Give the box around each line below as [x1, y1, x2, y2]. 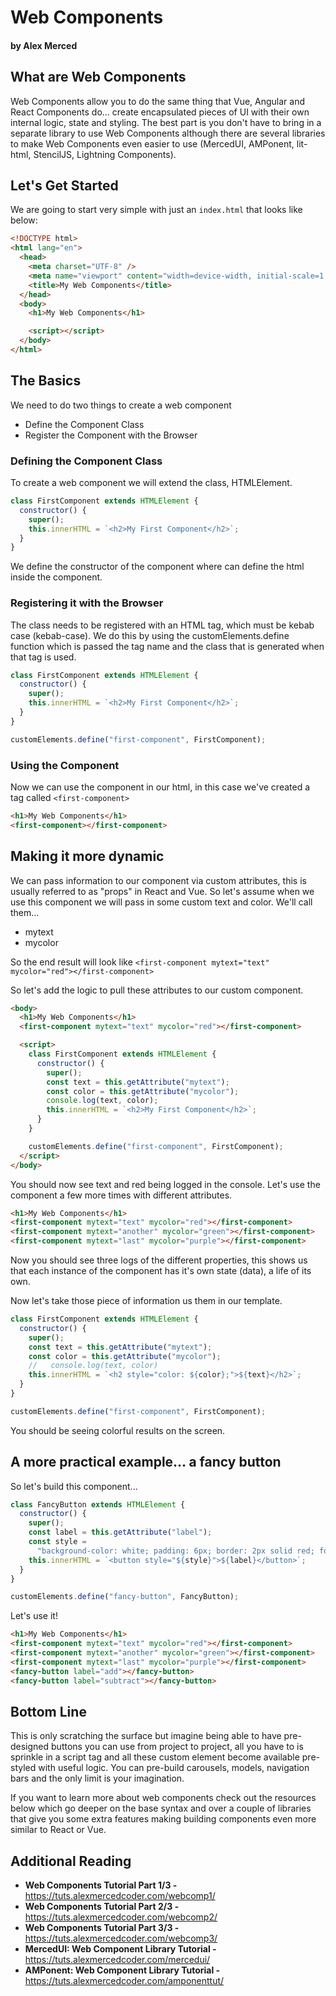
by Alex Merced [10, 39, 78, 51]
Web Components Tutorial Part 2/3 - [24, 1901, 180, 1913]
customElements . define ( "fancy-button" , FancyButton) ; [10, 1592, 240, 1602]
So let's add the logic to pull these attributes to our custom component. [10, 984, 304, 996]
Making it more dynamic [10, 848, 165, 865]
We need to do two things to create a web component [10, 399, 232, 411]
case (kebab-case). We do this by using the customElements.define [10, 629, 290, 641]
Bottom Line [10, 1704, 87, 1720]
